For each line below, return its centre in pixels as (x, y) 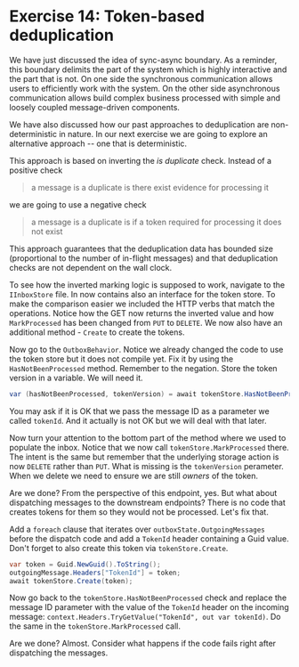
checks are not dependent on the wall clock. (90, 267)
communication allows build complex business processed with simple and (145, 98)
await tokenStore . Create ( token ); (71, 581)
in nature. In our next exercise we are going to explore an (164, 134)
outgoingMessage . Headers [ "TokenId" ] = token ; (95, 573)
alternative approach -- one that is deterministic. (98, 143)
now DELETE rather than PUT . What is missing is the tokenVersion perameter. (147, 466)
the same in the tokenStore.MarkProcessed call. (95, 626)
